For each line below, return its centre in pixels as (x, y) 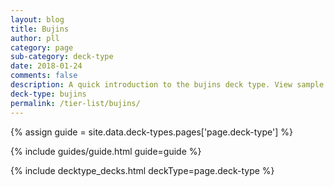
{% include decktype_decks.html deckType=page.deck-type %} (142, 170)
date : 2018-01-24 (46, 66)
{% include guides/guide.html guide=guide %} (106, 151)
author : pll (35, 38)
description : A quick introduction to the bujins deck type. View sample (167, 85)
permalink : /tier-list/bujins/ (75, 103)
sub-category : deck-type (62, 57)
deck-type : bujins (48, 94)
